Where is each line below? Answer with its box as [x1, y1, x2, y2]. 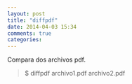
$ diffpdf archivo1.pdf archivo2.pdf [24, 69, 126, 78]
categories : [7, 36, 42, 43]
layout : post [7, 10, 46, 17]
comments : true [7, 29, 52, 37]
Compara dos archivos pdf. [7, 55, 86, 64]
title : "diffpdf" [7, 17, 58, 24]
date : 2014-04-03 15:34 [7, 23, 77, 30]
